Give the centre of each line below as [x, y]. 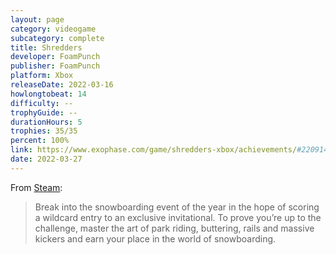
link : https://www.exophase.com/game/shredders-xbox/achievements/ [154, 150]
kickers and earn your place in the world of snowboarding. [155, 238]
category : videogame [53, 29]
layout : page [37, 19]
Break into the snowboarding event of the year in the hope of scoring [177, 207]
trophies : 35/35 [44, 131]
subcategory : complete [57, 38]
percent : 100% [40, 141]
